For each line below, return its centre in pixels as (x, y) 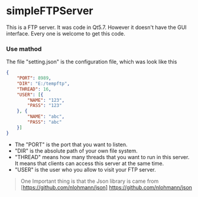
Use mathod (24, 49)
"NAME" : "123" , (46, 100)
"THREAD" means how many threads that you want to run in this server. (102, 157)
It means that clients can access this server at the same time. (89, 163)
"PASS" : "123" (45, 106)
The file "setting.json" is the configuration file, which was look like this (92, 62)
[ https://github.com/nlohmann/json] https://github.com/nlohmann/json (106, 187)
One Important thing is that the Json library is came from (90, 181)
